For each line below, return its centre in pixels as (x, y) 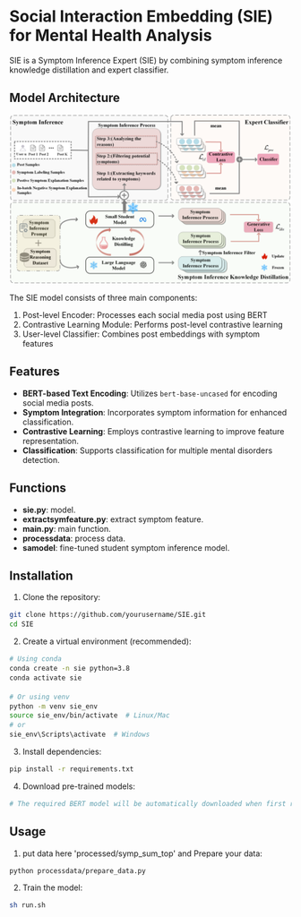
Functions (38, 488)
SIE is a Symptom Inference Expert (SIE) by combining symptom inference (146, 60)
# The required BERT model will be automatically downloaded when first (148, 803)
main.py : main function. (66, 528)
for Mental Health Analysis (111, 35)
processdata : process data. (73, 538)
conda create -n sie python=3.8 (69, 669)
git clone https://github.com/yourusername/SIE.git (107, 615)
